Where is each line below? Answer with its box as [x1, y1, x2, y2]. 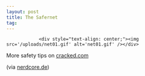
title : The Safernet [6, 14, 59, 20]
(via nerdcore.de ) [6, 63, 50, 71]
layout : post [6, 8, 39, 15]
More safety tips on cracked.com [6, 52, 89, 59]
